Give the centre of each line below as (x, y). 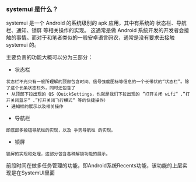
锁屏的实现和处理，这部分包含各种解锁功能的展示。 (58, 154)
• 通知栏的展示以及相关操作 (35, 107)
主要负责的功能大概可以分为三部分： (50, 57)
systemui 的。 (23, 45)
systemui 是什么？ (32, 9)
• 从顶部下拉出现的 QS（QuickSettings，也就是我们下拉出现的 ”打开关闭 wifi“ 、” (96, 94)
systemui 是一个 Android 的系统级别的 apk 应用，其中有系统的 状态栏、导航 (96, 23)
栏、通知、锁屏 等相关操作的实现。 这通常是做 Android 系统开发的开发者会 (95, 30)
